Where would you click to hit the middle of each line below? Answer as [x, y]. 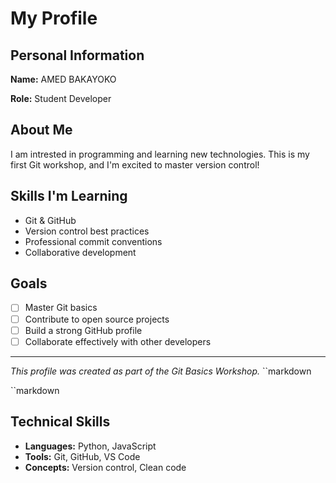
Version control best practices [87, 231]
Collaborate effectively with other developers [118, 341]
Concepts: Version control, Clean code [105, 467]
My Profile [54, 18]
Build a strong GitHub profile [83, 330]
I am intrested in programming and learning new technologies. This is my [160, 154]
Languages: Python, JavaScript [90, 446]
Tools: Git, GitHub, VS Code [82, 456]
